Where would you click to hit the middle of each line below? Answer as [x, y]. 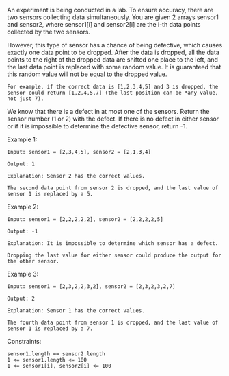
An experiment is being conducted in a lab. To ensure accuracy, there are [110, 10]
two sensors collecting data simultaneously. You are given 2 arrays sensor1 [113, 17]
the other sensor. [33, 261]
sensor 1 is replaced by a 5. [50, 194]
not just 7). [26, 99]
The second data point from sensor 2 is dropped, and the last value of [113, 188]
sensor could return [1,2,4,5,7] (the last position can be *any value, [113, 93]
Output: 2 [21, 298]
